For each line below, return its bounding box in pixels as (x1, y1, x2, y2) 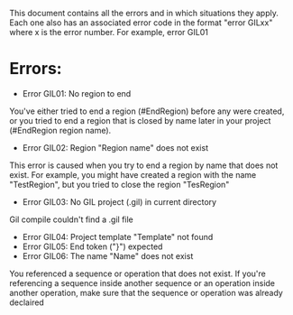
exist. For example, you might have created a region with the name (9, 169, 257, 180)
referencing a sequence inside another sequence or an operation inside (9, 277, 276, 288)
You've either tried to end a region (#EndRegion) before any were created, (9, 106, 285, 116)
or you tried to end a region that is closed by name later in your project (9, 115, 271, 125)
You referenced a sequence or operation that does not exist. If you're (9, 268, 266, 279)
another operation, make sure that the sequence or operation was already (9, 287, 284, 298)
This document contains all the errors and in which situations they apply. (9, 8, 279, 18)
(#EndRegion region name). (9, 125, 112, 135)
